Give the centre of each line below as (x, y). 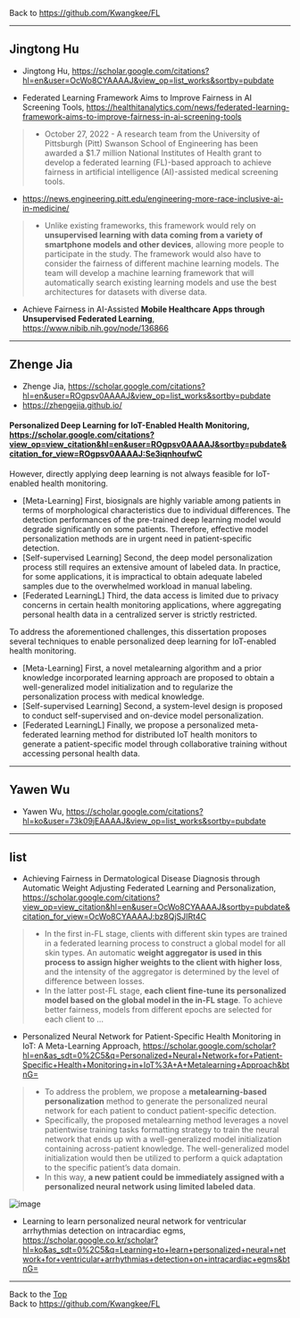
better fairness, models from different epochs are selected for (158, 1010)
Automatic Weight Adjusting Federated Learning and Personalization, (149, 888)
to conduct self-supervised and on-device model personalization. (143, 715)
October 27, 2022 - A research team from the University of (152, 134)
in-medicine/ (46, 208)
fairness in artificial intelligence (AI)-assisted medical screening (161, 171)
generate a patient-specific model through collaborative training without (154, 744)
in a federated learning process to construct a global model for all (165, 943)
